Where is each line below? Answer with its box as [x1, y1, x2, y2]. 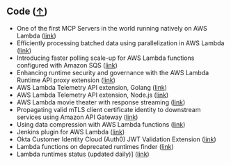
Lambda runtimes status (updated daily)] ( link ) [16, 150, 150, 158]
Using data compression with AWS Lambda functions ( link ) [16, 120, 186, 128]
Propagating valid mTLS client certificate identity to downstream [16, 105, 201, 113]
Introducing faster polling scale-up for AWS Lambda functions [16, 54, 195, 62]
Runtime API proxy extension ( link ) [16, 76, 116, 84]
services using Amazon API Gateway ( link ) [16, 113, 138, 121]
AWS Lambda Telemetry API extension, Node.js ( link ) [16, 91, 169, 99]
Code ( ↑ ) [6, 6, 48, 17]
